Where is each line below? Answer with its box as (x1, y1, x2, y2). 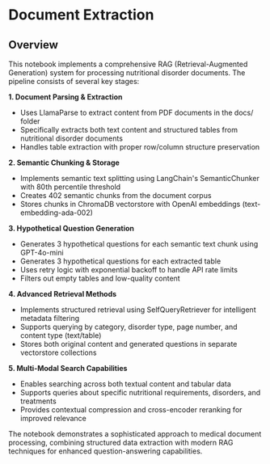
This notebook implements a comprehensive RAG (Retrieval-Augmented (8, 59, 248, 69)
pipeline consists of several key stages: (8, 77, 140, 86)
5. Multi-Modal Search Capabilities (8, 364, 128, 373)
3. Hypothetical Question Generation (8, 224, 135, 233)
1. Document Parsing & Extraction (8, 92, 123, 102)
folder (19, 116, 40, 126)
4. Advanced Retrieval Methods (8, 289, 117, 298)
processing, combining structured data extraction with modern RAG (8, 438, 234, 447)
